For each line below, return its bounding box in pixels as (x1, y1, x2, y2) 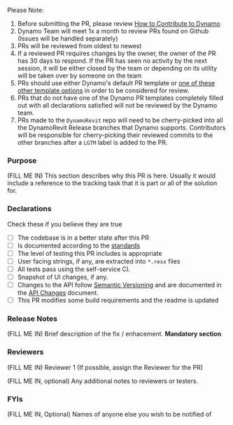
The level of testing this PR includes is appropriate (17, 249, 162, 257)
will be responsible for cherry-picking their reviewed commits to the (17, 131, 213, 139)
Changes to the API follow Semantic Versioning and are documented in (17, 280, 222, 289)
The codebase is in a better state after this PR (17, 233, 149, 242)
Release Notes (7, 314, 58, 324)
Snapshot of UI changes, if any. (17, 273, 108, 281)
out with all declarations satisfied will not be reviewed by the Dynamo (17, 101, 218, 109)
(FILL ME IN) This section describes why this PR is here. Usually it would (7, 171, 216, 180)
